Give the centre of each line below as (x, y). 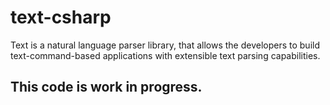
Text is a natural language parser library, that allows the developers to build (165, 45)
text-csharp (61, 17)
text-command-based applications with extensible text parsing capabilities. (165, 55)
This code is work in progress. (106, 87)
